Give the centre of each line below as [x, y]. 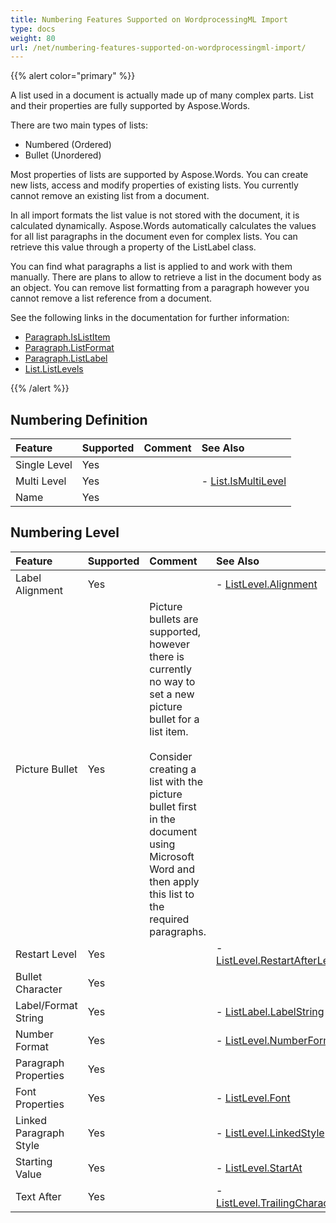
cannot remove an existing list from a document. [110, 196]
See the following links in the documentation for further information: [150, 318]
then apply [174, 881]
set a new [172, 694]
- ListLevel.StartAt [259, 1168]
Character [39, 989]
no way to [172, 681]
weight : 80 [33, 38]
